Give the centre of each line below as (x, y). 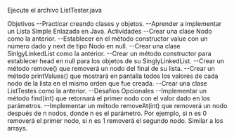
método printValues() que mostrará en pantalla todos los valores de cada (113, 76)
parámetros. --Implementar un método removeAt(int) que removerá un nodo (117, 106)
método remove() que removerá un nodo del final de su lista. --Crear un (111, 68)
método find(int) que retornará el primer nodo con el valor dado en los (109, 98)
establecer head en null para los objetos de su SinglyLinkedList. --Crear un (116, 61)
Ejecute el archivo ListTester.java (54, 10)
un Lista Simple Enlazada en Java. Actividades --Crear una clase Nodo (110, 31)
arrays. (18, 128)
